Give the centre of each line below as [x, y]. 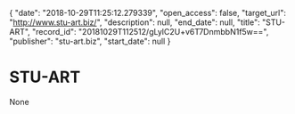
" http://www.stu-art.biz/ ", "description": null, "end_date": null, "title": [135, 22]
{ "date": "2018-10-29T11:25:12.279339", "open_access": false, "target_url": [148, 13]
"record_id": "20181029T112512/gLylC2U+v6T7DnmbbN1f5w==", [151, 32]
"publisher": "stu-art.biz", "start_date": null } [90, 41]
